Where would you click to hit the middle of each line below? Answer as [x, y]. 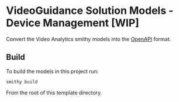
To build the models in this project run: [52, 71]
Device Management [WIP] [73, 23]
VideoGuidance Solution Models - [90, 11]
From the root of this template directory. [54, 92]
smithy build [22, 82]
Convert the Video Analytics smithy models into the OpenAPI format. [89, 39]
